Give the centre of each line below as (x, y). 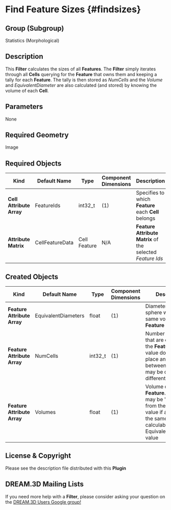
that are (154, 340)
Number (155, 334)
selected (146, 252)
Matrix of (147, 240)
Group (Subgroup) (35, 28)
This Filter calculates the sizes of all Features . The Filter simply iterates (81, 69)
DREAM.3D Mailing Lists (45, 484)
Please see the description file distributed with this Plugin (66, 468)
